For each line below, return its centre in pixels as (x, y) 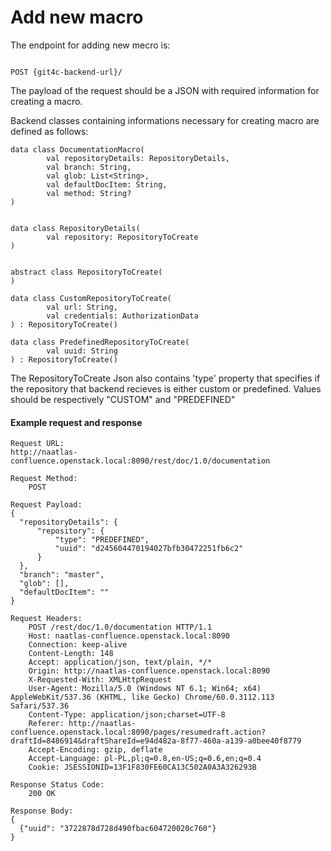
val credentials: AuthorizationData (122, 316)
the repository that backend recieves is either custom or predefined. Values (166, 388)
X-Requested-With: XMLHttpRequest (100, 680)
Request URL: (37, 444)
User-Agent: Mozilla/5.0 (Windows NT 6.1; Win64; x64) (145, 689)
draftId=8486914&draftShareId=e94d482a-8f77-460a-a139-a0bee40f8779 (156, 741)
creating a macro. (46, 101)
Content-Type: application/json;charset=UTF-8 (127, 715)
